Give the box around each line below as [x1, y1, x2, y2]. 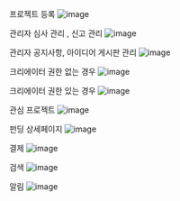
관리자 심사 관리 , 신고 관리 [9, 28, 103, 39]
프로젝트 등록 [9, 9, 56, 19]
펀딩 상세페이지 [9, 123, 63, 134]
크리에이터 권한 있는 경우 [9, 86, 96, 96]
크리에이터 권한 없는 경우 [9, 67, 96, 77]
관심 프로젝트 [9, 105, 56, 115]
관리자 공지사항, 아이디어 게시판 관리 [9, 47, 137, 58]
